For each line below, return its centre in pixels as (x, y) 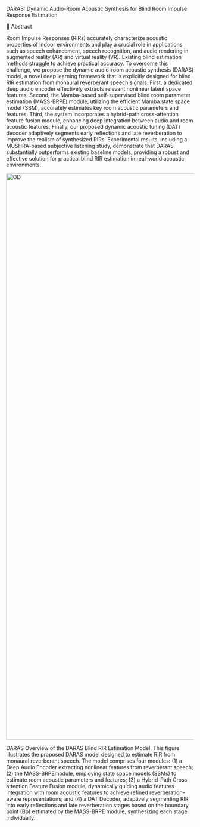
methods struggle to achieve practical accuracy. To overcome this (87, 63)
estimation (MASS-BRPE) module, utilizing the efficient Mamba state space (98, 101)
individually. (21, 818)
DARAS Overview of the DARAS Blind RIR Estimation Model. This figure (93, 748)
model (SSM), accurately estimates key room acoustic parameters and (93, 108)
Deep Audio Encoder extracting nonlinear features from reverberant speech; (100, 767)
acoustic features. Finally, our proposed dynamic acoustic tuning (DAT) (93, 127)
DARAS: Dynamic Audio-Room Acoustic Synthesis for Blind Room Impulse (97, 9)
